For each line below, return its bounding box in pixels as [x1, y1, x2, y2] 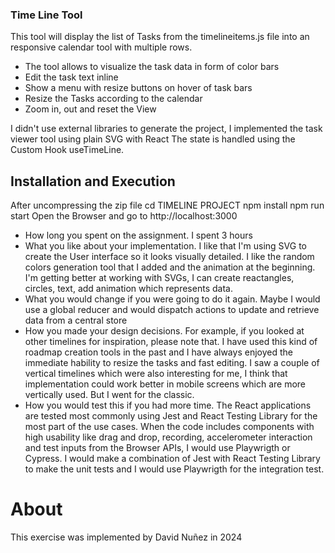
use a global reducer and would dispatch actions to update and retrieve [24, 304, 320, 316]
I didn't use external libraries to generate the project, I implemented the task [10, 123, 323, 135]
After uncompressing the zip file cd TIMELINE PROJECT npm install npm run [10, 199, 325, 212]
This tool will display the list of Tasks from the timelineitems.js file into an [10, 31, 310, 43]
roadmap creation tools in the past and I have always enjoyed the [24, 346, 293, 358]
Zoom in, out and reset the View [24, 103, 157, 115]
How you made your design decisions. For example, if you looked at [24, 325, 305, 337]
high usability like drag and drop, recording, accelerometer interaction [24, 431, 313, 443]
